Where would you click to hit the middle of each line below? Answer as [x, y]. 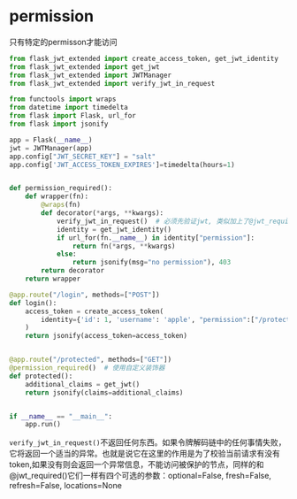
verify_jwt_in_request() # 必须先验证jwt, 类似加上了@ [155, 221]
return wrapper [53, 279]
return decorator [72, 271]
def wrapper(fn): [57, 196]
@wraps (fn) [61, 205]
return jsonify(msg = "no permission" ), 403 [152, 263]
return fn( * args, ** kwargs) [124, 246]
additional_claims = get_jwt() [83, 384]
